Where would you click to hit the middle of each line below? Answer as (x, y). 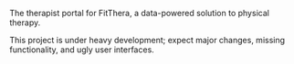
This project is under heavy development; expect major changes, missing (147, 40)
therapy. (25, 23)
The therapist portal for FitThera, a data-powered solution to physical (139, 13)
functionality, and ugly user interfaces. (82, 50)
